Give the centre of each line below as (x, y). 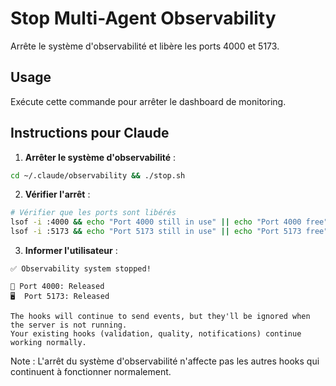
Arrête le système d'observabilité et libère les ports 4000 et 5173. (145, 46)
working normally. (48, 343)
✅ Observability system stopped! (81, 269)
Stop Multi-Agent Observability (143, 18)
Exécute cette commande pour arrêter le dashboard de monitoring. (148, 101)
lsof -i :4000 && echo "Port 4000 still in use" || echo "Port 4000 (156, 222)
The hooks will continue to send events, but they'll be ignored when (160, 317)
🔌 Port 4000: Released (57, 287)
